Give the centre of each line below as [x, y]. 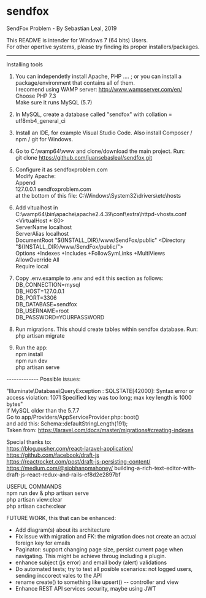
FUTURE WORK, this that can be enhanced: [61, 518]
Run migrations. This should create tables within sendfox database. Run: [106, 329]
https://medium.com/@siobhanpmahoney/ [60, 468]
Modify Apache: [36, 176]
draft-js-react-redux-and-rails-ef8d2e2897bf [63, 475]
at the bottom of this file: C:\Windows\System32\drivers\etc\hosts [98, 195]
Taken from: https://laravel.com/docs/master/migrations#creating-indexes [100, 430]
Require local [32, 266]
